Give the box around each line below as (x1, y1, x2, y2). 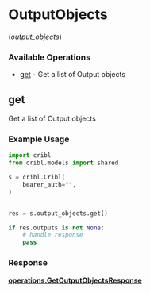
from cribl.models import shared (8, 159, 119, 168)
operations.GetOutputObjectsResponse (8, 276, 143, 285)
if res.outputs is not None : (8, 224, 105, 232)
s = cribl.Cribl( (8, 173, 66, 182)
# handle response (22, 231, 83, 239)
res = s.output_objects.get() (8, 209, 109, 218)
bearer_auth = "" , (22, 180, 77, 188)
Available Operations (8, 52, 91, 63)
